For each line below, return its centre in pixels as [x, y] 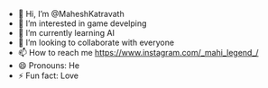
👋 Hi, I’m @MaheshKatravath [71, 14]
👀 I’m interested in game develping [82, 23]
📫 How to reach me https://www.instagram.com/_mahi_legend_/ [138, 53]
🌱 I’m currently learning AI [66, 33]
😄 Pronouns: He [48, 66]
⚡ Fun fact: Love [48, 75]
